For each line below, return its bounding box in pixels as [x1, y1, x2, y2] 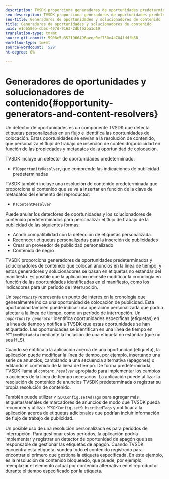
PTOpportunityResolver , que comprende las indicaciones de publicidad [12, 166, 159, 172]
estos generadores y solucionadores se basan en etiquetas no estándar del [5, 268, 161, 274]
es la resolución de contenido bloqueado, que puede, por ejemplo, [5, 457, 143, 463]
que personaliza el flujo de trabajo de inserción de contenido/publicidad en [5, 141, 161, 147]
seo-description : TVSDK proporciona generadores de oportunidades [5, 12, 147, 17]
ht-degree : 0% [5, 49, 35, 55]
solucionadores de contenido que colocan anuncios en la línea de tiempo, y [5, 263, 162, 269]
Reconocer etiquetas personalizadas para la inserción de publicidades [12, 237, 158, 243]
